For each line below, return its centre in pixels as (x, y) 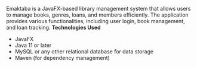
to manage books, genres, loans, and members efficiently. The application (98, 15)
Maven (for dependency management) (62, 58)
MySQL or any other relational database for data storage (84, 52)
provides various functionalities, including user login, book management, (96, 21)
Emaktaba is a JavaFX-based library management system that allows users (98, 9)
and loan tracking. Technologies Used (53, 27)
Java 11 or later (33, 45)
